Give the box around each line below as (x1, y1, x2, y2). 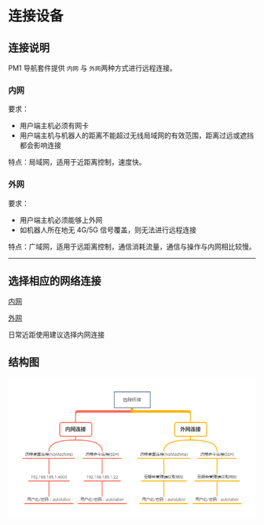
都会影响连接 (19, 141, 61, 150)
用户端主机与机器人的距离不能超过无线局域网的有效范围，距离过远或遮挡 (19, 131, 254, 140)
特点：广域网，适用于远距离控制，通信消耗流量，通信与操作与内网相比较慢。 (8, 242, 256, 251)
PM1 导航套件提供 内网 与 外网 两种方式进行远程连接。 (8, 64, 177, 72)
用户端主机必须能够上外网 (19, 215, 103, 224)
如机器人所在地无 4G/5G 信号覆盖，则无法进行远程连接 (19, 225, 196, 235)
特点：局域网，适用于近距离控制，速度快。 (8, 157, 146, 167)
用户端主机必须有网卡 (19, 121, 89, 131)
